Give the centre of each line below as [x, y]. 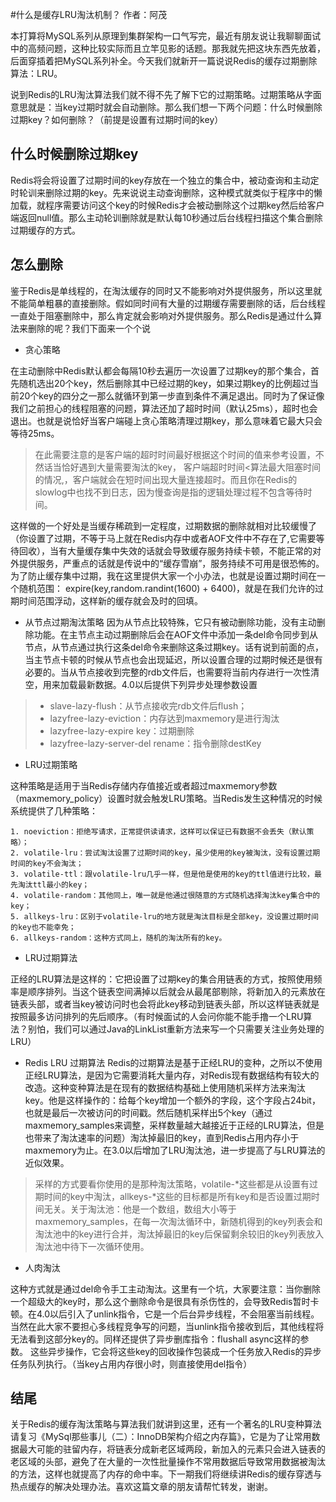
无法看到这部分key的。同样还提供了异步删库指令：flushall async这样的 [155, 1339]
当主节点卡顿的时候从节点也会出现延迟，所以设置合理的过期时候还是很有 [173, 659]
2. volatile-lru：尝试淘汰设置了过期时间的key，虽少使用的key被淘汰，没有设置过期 [165, 853]
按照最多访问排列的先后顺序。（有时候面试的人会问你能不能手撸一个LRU [157, 1016]
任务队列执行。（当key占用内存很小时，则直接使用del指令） [131, 1364]
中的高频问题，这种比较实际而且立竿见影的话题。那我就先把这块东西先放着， [168, 48]
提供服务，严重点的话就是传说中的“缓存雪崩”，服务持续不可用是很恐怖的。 [171, 563]
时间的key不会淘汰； [47, 863]
